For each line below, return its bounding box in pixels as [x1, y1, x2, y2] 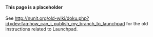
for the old [126, 21, 148, 27]
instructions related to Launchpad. [5, 26, 78, 32]
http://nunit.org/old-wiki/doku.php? [14, 15, 89, 21]
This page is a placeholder [5, 4, 63, 10]
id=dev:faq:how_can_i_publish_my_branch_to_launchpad [5, 21, 125, 27]
